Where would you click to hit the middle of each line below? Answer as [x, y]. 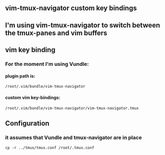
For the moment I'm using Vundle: [47, 64]
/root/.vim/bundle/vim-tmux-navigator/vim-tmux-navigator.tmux [72, 108]
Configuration [27, 123]
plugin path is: [20, 76]
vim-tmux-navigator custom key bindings [71, 8]
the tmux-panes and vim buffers [56, 33]
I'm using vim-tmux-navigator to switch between [83, 25]
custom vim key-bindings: [33, 97]
